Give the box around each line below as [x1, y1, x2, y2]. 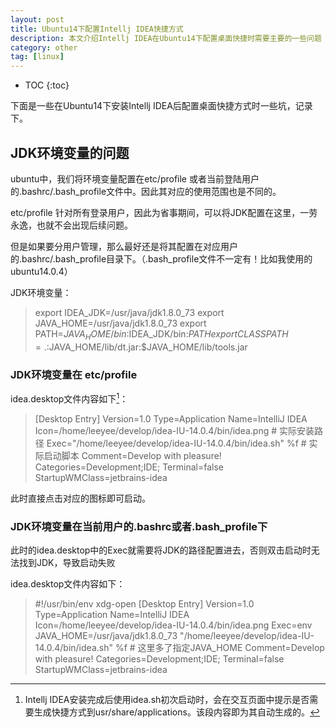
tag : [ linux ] [10, 52, 65, 62]
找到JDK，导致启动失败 [18, 556, 116, 568]
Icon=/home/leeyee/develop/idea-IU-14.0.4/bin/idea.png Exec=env [34, 619, 313, 631]
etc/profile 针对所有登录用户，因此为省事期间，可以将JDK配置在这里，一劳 [10, 206, 318, 218]
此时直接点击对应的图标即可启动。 [10, 492, 151, 504]
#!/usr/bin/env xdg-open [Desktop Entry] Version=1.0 [34, 597, 255, 610]
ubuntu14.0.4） [10, 265, 73, 277]
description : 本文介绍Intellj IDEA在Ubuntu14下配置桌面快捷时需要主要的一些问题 [10, 33, 322, 43]
